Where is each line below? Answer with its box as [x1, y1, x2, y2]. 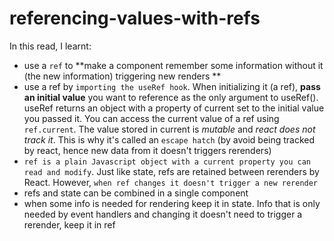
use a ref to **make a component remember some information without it [23, 59, 324, 71]
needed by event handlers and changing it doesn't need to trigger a [23, 208, 303, 220]
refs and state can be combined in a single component [23, 187, 249, 199]
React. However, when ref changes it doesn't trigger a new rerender [23, 176, 319, 188]
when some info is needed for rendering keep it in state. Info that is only [23, 197, 321, 209]
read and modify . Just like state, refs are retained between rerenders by [23, 165, 320, 177]
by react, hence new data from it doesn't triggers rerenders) [23, 144, 272, 156]
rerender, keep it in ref [23, 218, 116, 231]
